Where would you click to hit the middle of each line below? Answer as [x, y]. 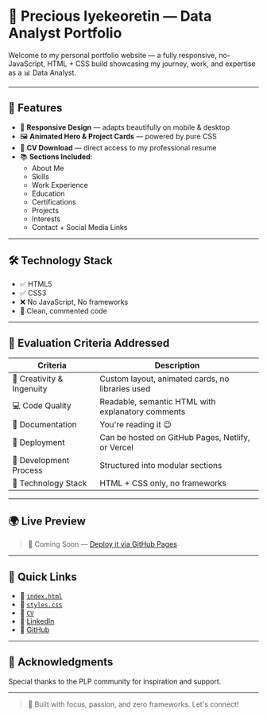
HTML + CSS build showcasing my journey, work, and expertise [151, 64]
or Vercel [116, 447]
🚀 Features [35, 108]
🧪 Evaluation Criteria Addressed [89, 343]
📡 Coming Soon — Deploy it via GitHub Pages [102, 544]
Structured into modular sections [161, 466]
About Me [48, 168]
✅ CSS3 [33, 293]
